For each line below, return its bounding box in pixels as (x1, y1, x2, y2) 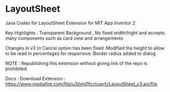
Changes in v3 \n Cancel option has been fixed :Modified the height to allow (5, 45, 165, 51)
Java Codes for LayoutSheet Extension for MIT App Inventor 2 (5, 20, 136, 26)
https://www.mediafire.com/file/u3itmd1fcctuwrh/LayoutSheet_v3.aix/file (5, 81, 158, 87)
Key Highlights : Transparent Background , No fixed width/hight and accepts (5, 29, 165, 36)
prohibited (5, 66, 27, 72)
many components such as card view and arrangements (5, 35, 123, 41)
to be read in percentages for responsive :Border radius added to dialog (5, 50, 156, 56)
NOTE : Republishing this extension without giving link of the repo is (5, 60, 148, 66)
